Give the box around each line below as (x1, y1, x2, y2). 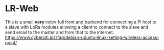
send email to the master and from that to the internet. (5, 29, 114, 35)
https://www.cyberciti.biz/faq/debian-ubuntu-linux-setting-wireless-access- (5, 34, 159, 40)
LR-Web (5, 3, 39, 14)
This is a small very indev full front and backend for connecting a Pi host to (5, 19, 157, 25)
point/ (5, 39, 17, 45)
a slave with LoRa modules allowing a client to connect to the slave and (5, 24, 148, 30)
